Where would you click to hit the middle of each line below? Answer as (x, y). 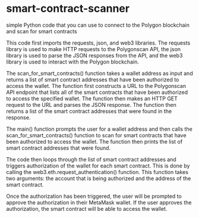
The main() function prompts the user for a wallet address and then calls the (99, 129)
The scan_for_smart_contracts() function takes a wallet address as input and (99, 73)
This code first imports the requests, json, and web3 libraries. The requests (98, 43)
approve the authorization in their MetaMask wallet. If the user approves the (99, 202)
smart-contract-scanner (68, 9)
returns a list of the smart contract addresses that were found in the (89, 111)
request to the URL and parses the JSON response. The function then (91, 105)
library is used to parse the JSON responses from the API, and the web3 (94, 55)
